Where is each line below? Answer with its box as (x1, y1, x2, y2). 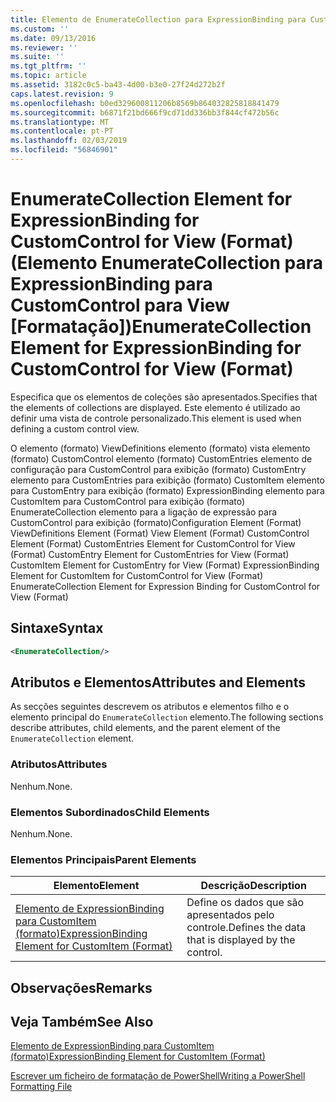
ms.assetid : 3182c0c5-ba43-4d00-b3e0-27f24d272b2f (10, 80, 226, 90)
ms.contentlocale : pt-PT (10, 126, 114, 136)
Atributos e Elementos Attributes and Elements (10, 674, 306, 691)
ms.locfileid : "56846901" (10, 145, 118, 155)
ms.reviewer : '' (10, 42, 78, 53)
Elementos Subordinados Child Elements (10, 805, 210, 819)
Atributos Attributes (10, 757, 108, 771)
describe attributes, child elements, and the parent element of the (10, 722, 281, 734)
